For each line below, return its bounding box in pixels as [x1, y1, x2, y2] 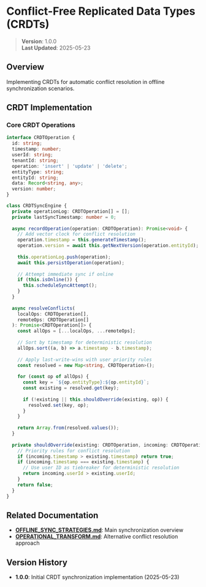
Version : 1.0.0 [21, 37, 57, 45]
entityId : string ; [12, 175, 59, 181]
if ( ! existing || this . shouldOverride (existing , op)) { [22, 396, 169, 403]
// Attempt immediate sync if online [17, 271, 114, 277]
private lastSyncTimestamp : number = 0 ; [12, 214, 116, 220]
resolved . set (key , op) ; [28, 402, 89, 408]
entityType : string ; [12, 169, 64, 175]
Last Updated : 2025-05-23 [21, 44, 91, 51]
